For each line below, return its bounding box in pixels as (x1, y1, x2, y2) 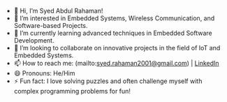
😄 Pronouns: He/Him (13, 69, 75, 77)
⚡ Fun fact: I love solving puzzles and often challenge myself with (13, 77, 203, 85)
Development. (13, 36, 54, 45)
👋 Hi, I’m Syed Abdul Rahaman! (13, 7, 103, 15)
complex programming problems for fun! (13, 87, 131, 95)
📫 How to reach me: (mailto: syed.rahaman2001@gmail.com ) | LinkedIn (13, 59, 219, 67)
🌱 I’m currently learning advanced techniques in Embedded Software (13, 29, 213, 37)
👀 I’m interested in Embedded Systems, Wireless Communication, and (13, 14, 215, 22)
